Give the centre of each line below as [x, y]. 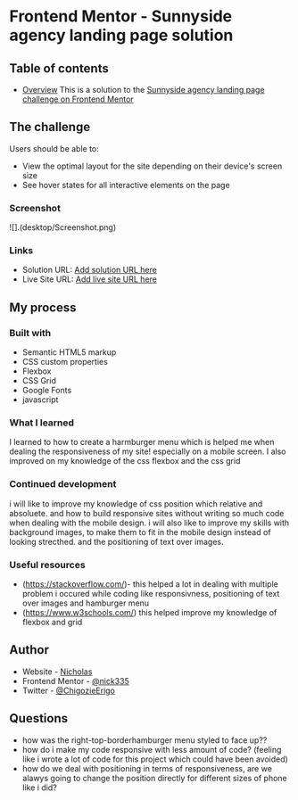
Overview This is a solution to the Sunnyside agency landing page [143, 90]
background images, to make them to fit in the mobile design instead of [140, 532]
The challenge [50, 127]
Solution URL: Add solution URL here [90, 270]
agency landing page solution [121, 35]
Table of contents [59, 68]
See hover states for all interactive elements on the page [126, 185]
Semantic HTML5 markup [69, 352]
